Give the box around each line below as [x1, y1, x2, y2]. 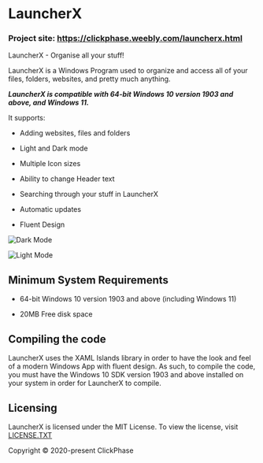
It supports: [8, 113, 46, 123]
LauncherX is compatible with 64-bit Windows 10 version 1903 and [8, 90, 234, 99]
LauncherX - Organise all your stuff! [8, 50, 124, 60]
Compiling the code [8, 332, 106, 346]
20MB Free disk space [19, 309, 93, 319]
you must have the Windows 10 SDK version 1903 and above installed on [8, 370, 244, 380]
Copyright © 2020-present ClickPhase [8, 446, 134, 455]
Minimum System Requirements [8, 273, 169, 287]
